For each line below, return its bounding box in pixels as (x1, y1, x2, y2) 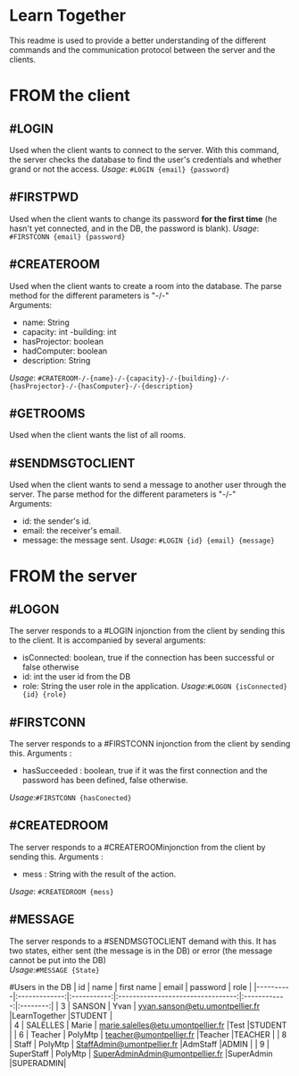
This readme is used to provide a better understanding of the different (9, 35, 267, 46)
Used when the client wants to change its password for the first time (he (9, 213, 278, 224)
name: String (21, 317, 70, 328)
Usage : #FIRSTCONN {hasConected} (9, 792, 132, 802)
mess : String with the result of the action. (21, 868, 177, 879)
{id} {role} (21, 690, 67, 699)
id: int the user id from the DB (21, 671, 131, 682)
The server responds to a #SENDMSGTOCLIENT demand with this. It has (9, 935, 277, 946)
